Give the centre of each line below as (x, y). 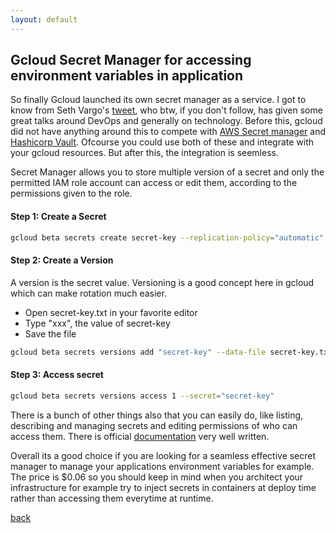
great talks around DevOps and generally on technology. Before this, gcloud (166, 121)
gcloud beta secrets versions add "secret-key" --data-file (138, 352)
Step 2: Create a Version (62, 260)
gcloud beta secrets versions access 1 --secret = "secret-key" (142, 396)
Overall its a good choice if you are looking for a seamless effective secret (163, 455)
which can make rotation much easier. (88, 293)
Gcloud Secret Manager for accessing (131, 60)
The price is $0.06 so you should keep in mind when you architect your (157, 477)
